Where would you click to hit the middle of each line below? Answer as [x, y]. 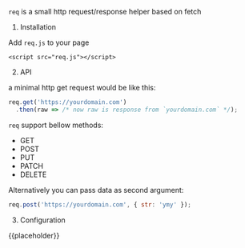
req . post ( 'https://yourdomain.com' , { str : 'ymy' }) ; [100, 204]
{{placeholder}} [34, 235]
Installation [38, 27]
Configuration [42, 220]
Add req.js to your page [49, 42]
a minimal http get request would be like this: [82, 88]
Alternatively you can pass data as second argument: [96, 190]
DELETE [33, 174]
